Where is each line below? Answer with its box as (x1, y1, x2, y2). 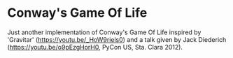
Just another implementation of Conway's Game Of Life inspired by (7, 28, 202, 36)
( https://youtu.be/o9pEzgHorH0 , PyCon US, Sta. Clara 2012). (7, 43, 183, 51)
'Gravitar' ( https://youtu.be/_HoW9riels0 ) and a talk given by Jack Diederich (7, 35, 227, 43)
